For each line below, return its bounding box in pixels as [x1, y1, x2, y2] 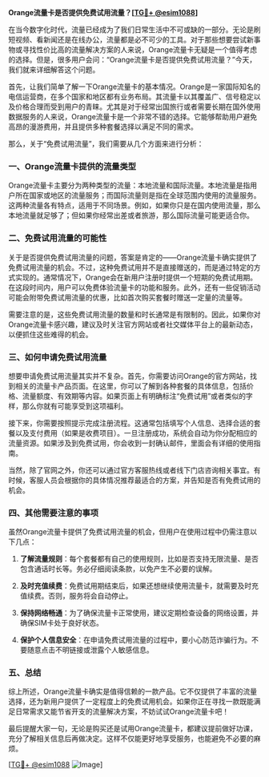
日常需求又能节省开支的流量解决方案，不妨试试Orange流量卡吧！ [14, 707, 230, 716]
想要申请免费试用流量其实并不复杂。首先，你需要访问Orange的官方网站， [8, 371, 251, 380]
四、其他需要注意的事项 [8, 507, 98, 518]
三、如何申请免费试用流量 [8, 352, 107, 363]
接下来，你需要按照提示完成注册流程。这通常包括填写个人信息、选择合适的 [8, 418, 254, 428]
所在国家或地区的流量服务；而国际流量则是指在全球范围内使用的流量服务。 [14, 191, 261, 200]
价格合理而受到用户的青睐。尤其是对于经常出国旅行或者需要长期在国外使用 [14, 102, 261, 111]
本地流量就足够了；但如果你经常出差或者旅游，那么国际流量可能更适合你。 [8, 211, 254, 220]
